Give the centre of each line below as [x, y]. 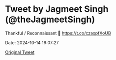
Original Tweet [20, 52]
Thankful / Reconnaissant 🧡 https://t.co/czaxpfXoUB [58, 33]
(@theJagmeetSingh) [50, 19]
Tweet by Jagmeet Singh [57, 9]
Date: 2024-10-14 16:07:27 [32, 42]
